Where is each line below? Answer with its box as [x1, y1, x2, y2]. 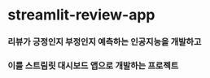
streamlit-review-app [7, 6, 155, 24]
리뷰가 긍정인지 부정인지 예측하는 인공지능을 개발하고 [7, 37, 202, 48]
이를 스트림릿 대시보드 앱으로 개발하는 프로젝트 [7, 60, 179, 71]
